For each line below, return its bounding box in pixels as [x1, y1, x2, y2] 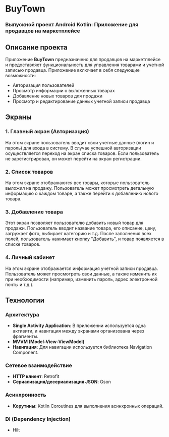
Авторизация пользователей [12, 82, 75, 88]
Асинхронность [5, 392, 46, 399]
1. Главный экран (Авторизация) [5, 128, 89, 135]
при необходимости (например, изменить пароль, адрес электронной [5, 276, 158, 282]
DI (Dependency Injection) [5, 415, 71, 422]
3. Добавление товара [5, 208, 63, 215]
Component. [12, 349, 39, 356]
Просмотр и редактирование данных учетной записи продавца [12, 98, 150, 104]
